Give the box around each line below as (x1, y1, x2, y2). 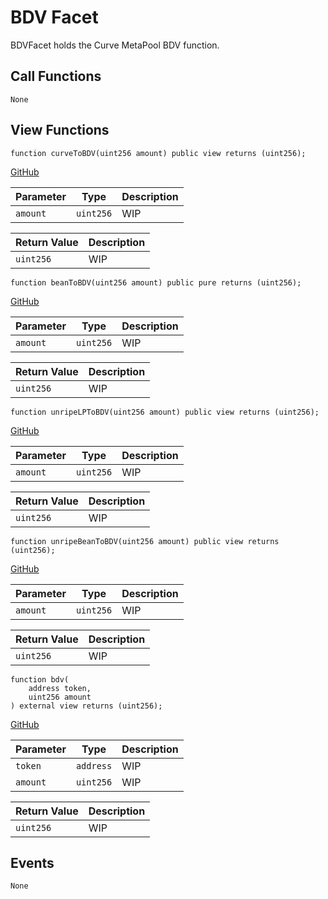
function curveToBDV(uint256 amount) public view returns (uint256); (10, 148, 307, 158)
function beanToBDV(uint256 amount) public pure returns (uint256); (10, 277, 302, 288)
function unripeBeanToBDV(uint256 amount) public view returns (10, 536, 280, 546)
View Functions (10, 122, 110, 139)
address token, (28, 683, 92, 693)
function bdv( (10, 674, 70, 685)
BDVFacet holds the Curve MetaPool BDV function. (10, 39, 220, 51)
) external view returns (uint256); (10, 701, 163, 711)
